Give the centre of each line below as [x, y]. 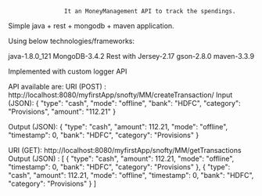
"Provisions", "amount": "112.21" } [62, 111]
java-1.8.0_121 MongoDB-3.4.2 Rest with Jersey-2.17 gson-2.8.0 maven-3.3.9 [131, 56]
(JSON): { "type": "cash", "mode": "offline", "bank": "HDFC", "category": [124, 103]
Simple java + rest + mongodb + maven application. [91, 26]
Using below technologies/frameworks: [72, 41]
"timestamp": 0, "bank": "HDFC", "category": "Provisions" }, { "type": [119, 167]
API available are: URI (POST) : [57, 87]
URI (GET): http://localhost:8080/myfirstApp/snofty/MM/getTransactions [125, 150]
